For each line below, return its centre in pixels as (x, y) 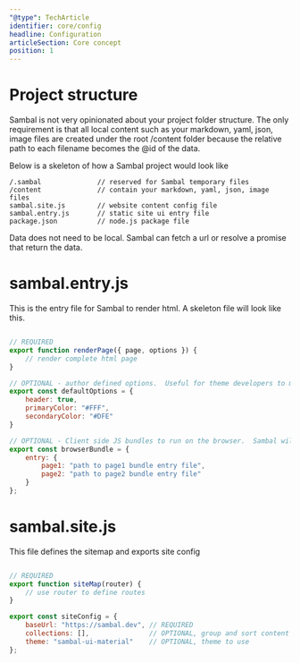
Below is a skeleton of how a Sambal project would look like (119, 166)
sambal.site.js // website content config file (113, 206)
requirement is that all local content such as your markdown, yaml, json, (142, 130)
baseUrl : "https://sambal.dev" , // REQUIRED (109, 625)
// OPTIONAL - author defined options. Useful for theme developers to (147, 383)
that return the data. (46, 248)
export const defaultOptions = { (71, 391)
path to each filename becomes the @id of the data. (105, 149)
